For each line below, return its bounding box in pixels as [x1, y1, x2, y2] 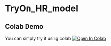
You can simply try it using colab [5, 35, 71, 41]
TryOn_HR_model [5, 3, 79, 14]
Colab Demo [5, 23, 44, 31]
